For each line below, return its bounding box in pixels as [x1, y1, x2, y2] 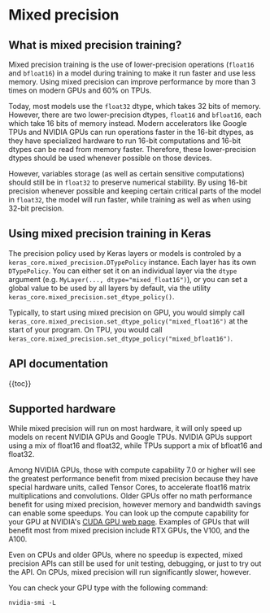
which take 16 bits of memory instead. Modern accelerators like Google [8, 119, 247, 128]
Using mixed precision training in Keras [8, 227, 211, 241]
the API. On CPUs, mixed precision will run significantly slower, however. [8, 567, 251, 577]
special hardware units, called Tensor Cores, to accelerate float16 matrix [8, 482, 250, 493]
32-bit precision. [8, 203, 64, 213]
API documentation [8, 357, 108, 371]
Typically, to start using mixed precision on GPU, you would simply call [8, 307, 246, 317]
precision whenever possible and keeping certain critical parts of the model [8, 186, 262, 196]
